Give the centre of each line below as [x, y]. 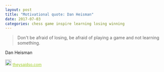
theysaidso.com [27, 65]
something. [29, 43]
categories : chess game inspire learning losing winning [65, 24]
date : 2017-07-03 [23, 19]
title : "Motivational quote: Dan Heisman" [49, 14]
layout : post [19, 10]
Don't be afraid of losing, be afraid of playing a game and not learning [88, 38]
